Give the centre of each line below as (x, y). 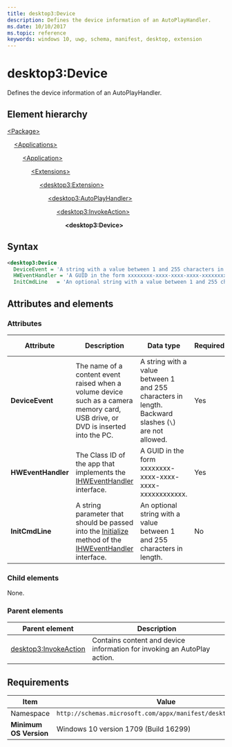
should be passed (104, 522)
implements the (101, 472)
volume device (99, 392)
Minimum (27, 725)
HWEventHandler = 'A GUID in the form (69, 276)
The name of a (99, 366)
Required (210, 345)
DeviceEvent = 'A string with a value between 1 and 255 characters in (119, 269)
